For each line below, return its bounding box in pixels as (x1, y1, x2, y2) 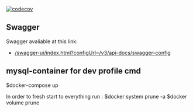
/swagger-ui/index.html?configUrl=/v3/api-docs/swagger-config (14, 49, 171, 56)
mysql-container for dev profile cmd (6, 66, 142, 76)
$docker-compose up (6, 82, 58, 89)
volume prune (6, 99, 40, 106)
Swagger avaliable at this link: (6, 38, 78, 45)
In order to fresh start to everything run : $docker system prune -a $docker (6, 93, 187, 100)
